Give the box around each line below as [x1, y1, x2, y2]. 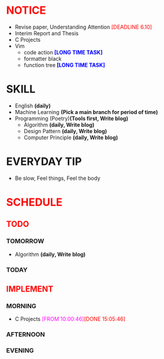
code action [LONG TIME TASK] [23, 48, 103, 56]
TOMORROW [6, 237, 45, 246]
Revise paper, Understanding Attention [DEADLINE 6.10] [14, 23, 152, 30]
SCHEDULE [6, 195, 63, 209]
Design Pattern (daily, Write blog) [23, 127, 107, 134]
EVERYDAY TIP [6, 155, 82, 168]
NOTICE [6, 4, 47, 17]
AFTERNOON [6, 330, 45, 339]
